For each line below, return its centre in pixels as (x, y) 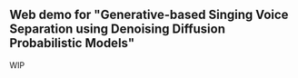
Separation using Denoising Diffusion (117, 29)
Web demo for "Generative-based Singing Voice (149, 15)
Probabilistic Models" (72, 43)
